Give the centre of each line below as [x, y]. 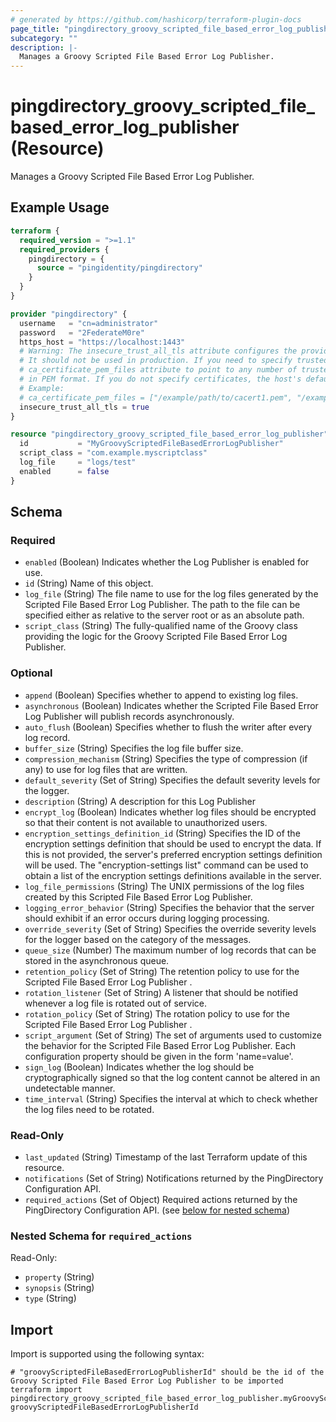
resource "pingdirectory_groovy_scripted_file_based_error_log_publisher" [169, 434]
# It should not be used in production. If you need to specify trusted [174, 361]
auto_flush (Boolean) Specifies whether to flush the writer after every [168, 727]
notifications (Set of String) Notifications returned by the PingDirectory [174, 1178]
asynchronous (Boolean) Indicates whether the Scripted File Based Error [171, 705]
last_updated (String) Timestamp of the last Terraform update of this [166, 1157]
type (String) [50, 1298]
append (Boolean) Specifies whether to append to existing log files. [161, 695]
